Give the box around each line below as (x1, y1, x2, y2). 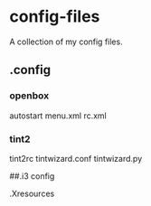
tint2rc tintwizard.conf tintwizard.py (9, 153, 143, 164)
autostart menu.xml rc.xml (9, 110, 107, 121)
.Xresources (9, 188, 55, 199)
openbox (9, 89, 50, 102)
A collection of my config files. (9, 36, 124, 47)
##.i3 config (9, 170, 55, 182)
